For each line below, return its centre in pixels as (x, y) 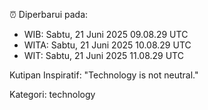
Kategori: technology (52, 94)
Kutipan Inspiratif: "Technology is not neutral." (104, 75)
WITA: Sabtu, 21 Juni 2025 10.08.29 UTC (107, 45)
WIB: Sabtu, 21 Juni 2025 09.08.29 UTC (106, 34)
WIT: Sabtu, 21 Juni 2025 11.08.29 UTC (103, 55)
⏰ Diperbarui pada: (49, 14)
